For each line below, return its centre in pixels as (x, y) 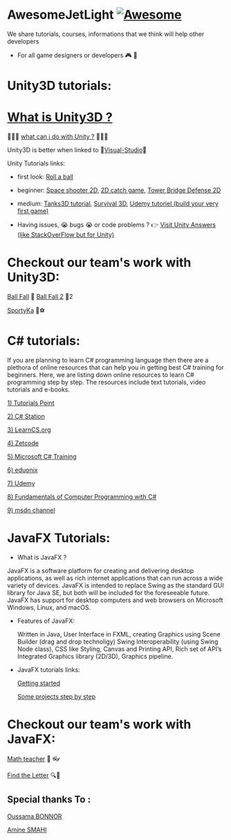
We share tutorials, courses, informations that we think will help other (106, 34)
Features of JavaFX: (46, 621)
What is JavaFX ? (42, 557)
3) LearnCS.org (29, 430)
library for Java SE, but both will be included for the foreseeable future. (108, 592)
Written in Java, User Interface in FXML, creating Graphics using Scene (119, 634)
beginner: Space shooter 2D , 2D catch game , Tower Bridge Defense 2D (119, 190)
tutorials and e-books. (39, 389)
